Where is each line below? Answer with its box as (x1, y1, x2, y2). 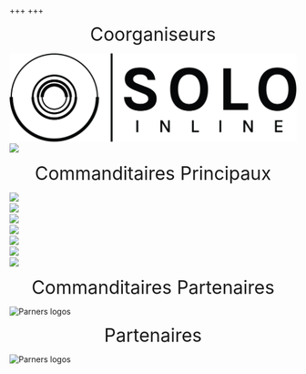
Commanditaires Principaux (35, 161, 271, 185)
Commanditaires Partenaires (31, 275, 275, 299)
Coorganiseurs (89, 23, 217, 46)
